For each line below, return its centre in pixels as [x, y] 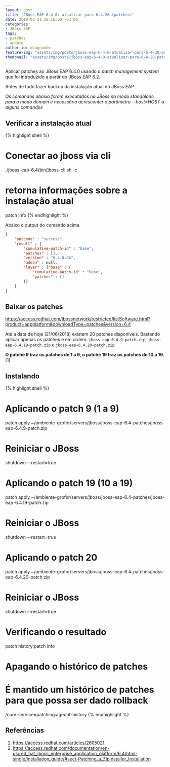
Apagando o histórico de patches [77, 666]
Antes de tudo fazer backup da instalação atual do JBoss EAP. [70, 87]
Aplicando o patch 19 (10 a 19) [69, 483]
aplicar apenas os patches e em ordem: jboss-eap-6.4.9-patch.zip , [76, 340]
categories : [18, 24]
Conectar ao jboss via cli [58, 156]
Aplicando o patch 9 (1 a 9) [62, 409]
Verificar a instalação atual [49, 123]
